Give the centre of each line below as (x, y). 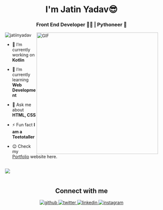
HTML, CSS (24, 115)
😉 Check (21, 146)
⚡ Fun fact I (24, 125)
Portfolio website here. (35, 157)
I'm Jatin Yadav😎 (81, 9)
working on (23, 55)
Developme (24, 90)
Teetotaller (23, 137)
